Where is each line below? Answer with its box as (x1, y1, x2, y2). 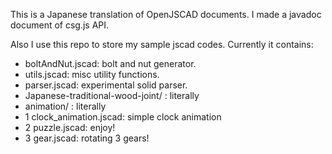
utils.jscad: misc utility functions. (24, 69, 160, 80)
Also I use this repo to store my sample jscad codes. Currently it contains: (10, 39, 314, 50)
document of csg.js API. (10, 19, 110, 31)
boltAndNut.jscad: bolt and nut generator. (24, 58, 197, 69)
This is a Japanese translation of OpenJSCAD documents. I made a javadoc (10, 9, 322, 20)
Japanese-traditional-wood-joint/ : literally (24, 90, 200, 101)
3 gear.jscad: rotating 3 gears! (24, 132, 150, 144)
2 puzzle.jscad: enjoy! (24, 122, 116, 133)
